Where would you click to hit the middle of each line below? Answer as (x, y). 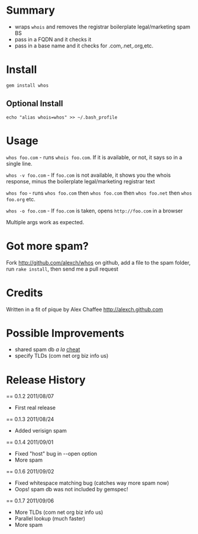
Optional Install (35, 104)
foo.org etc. (21, 199)
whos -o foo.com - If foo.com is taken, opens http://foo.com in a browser (95, 211)
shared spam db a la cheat (47, 349)
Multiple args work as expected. (45, 222)
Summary (30, 10)
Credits (25, 293)
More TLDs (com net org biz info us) (59, 512)
